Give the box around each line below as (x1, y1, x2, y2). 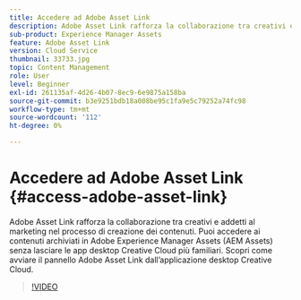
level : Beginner (9, 80, 70, 89)
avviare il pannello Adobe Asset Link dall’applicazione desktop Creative (9, 254, 272, 265)
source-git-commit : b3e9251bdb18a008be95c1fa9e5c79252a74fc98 (9, 96, 246, 106)
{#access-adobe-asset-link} (9, 187, 228, 207)
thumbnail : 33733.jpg (9, 55, 90, 64)
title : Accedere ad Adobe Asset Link (9, 13, 150, 22)
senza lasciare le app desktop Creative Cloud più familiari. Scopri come (9, 244, 273, 255)
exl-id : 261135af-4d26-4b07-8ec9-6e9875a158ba (9, 88, 186, 97)
